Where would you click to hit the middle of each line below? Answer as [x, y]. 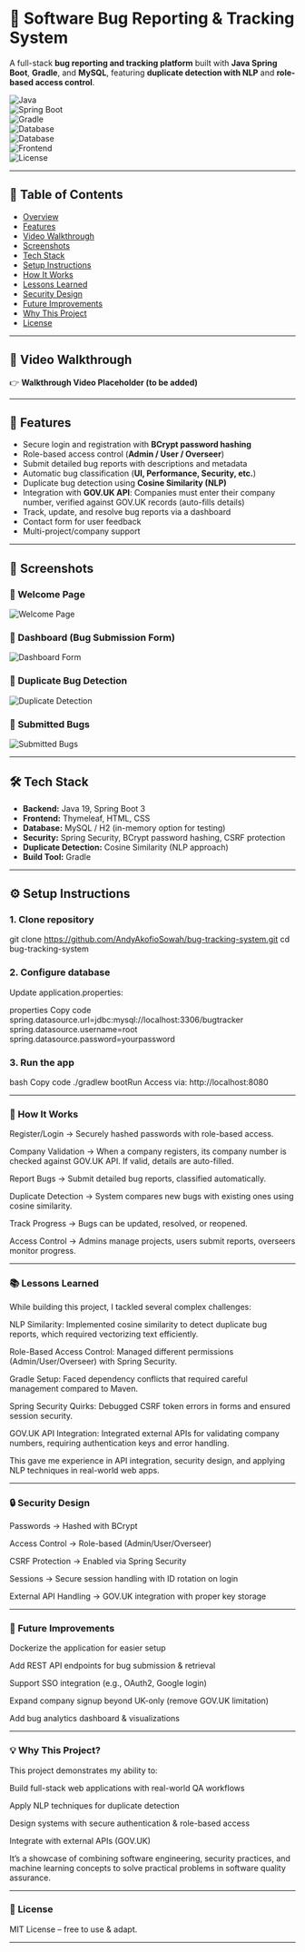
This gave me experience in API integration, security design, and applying [148, 1460]
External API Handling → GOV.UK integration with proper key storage [138, 1596]
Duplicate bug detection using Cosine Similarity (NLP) [124, 483]
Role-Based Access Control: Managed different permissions [122, 1351]
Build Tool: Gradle [57, 856]
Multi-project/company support [81, 531]
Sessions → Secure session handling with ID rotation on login [124, 1578]
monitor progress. [43, 1251]
